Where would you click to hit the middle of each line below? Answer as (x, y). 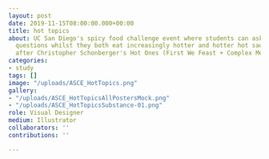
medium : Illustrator (43, 120)
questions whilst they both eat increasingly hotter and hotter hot (132, 46)
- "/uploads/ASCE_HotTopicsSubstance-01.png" (85, 105)
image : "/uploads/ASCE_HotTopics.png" (73, 83)
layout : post (30, 16)
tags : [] (23, 75)
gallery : (23, 90)
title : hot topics (39, 31)
